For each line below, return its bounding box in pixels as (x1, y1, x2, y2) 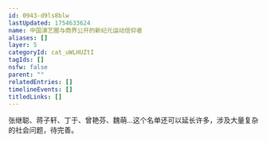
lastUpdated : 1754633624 (8, 19, 91, 27)
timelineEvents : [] (8, 85, 73, 94)
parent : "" (8, 71, 45, 79)
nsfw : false (8, 63, 48, 71)
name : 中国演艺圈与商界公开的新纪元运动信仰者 (8, 26, 143, 34)
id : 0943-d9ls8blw (8, 11, 69, 20)
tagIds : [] (8, 56, 45, 64)
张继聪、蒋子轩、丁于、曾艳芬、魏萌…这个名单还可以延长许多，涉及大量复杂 (8, 116, 259, 125)
